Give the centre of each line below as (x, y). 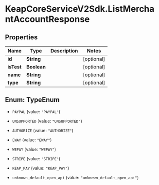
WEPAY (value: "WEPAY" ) (34, 149)
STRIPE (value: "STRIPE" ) (36, 158)
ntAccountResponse (47, 19)
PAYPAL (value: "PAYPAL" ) (36, 111)
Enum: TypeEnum (32, 100)
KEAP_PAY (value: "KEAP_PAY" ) (41, 168)
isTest (15, 67)
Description (64, 51)
